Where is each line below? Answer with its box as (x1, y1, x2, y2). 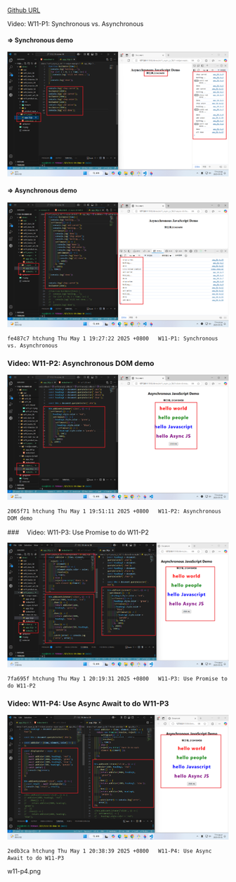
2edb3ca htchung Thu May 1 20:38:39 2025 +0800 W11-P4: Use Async (7, 847, 212, 855)
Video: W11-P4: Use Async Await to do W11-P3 (7, 698, 169, 708)
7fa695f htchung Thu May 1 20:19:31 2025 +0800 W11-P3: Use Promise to (7, 675, 228, 682)
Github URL (7, 6, 41, 14)
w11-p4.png (7, 867, 41, 876)
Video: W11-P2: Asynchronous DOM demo (7, 358, 155, 368)
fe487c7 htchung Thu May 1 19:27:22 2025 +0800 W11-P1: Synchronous (7, 335, 218, 342)
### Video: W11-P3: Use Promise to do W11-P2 (7, 528, 150, 537)
